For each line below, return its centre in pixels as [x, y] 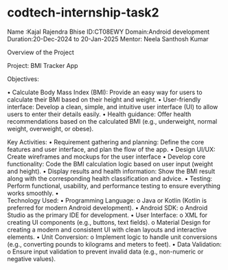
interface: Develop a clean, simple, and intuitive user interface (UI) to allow [113, 106]
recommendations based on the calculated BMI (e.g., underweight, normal [112, 121]
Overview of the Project [41, 52]
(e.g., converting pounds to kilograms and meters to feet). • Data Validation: [114, 244]
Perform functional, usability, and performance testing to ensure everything [114, 185]
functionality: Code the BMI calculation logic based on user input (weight [110, 164]
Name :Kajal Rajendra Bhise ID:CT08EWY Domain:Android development [109, 32]
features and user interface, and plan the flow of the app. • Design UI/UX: [111, 149]
